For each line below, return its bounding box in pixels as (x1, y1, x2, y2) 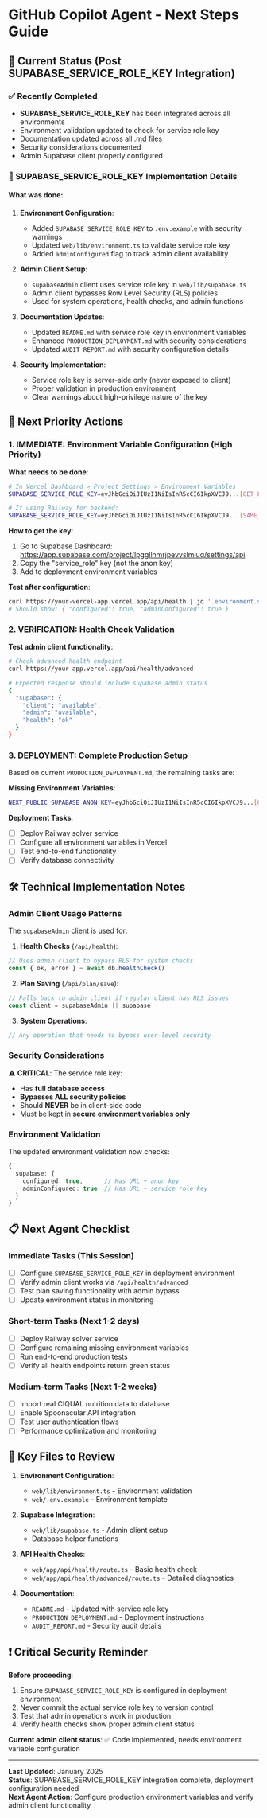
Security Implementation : (19, 360, 106, 369)
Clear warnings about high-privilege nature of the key (31, 392, 208, 401)
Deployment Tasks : (8, 813, 74, 823)
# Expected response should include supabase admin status (8, 679, 208, 687)
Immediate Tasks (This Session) (8, 1250, 135, 1261)
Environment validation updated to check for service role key (19, 125, 219, 135)
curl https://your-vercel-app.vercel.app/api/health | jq (8, 598, 204, 606)
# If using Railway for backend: (8, 504, 119, 513)
